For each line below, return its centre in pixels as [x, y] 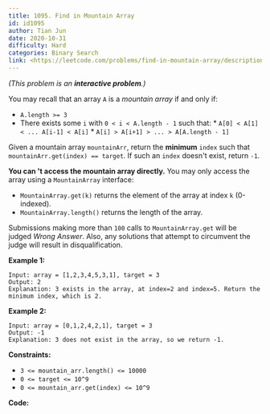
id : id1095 [27, 23]
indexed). [36, 203]
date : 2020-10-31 [37, 38]
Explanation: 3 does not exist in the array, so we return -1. [117, 339]
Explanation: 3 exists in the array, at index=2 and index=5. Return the [135, 289]
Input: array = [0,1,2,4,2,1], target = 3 [80, 326]
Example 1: [27, 260]
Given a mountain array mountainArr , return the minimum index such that [129, 147]
